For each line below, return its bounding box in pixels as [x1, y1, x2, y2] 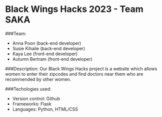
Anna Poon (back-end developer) [12, 40, 81, 46]
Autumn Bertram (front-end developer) [12, 56, 92, 62]
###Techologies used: [5, 86, 51, 92]
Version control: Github [12, 96, 60, 102]
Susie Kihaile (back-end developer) [12, 45, 85, 51]
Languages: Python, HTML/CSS [12, 106, 78, 112]
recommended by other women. [5, 76, 71, 82]
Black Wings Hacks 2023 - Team [5, 3, 143, 15]
